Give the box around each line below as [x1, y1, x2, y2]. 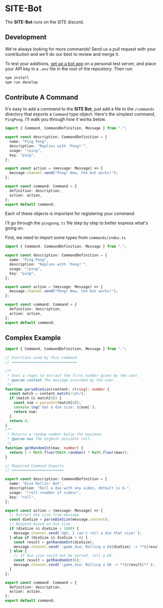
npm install [5, 75, 29, 80]
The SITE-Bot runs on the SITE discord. [5, 19, 84, 25]
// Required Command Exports [5, 463, 64, 468]
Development [5, 33, 47, 41]
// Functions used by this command [5, 356, 77, 360]
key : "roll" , [9, 495, 36, 500]
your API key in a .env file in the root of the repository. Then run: [5, 66, 133, 72]
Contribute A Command [5, 93, 79, 101]
